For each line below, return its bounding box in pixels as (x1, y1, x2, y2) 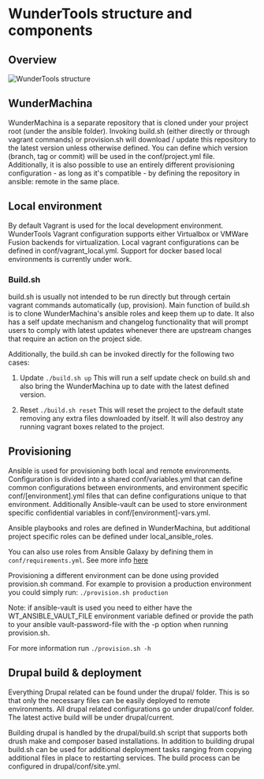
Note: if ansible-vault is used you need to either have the (8, 603, 193, 612)
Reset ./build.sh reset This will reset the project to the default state (19, 405, 244, 414)
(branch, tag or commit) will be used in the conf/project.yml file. (8, 151, 215, 161)
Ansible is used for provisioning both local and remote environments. (8, 466, 232, 475)
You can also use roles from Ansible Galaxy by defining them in (8, 546, 214, 556)
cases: (8, 357, 30, 367)
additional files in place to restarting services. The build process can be (8, 753, 240, 762)
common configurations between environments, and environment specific (8, 482, 248, 492)
